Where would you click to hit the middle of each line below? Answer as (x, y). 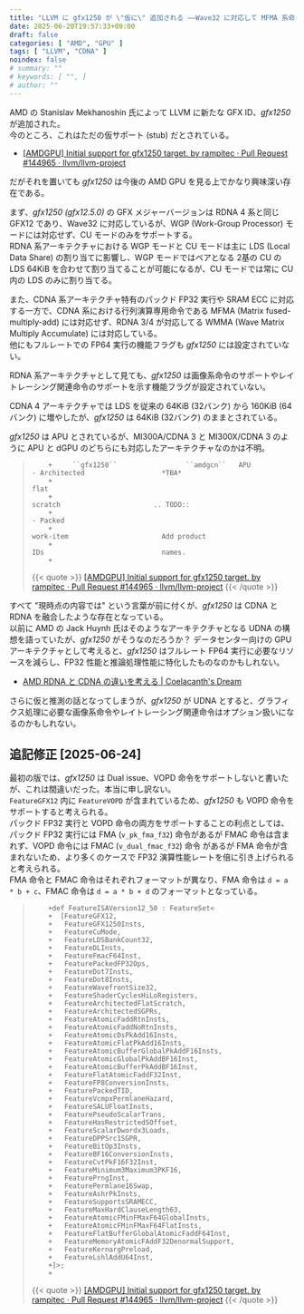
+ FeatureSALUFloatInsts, (101, 1107)
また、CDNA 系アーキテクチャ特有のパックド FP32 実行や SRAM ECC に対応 (152, 299)
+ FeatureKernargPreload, (101, 1250)
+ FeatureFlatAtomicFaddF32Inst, (115, 1076)
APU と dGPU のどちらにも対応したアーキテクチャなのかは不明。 (148, 448)
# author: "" (34, 85)
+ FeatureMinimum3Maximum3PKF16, (115, 1171)
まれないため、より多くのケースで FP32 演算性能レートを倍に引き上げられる (152, 857)
